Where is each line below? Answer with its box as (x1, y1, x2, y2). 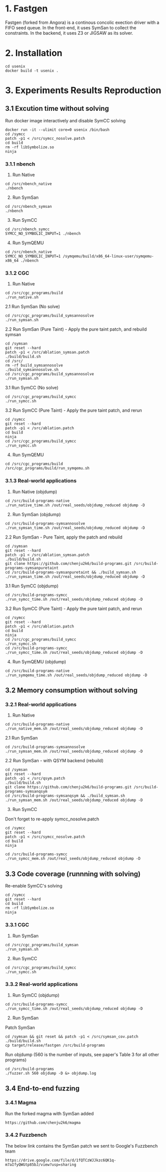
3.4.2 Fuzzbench (5, 1132, 47, 1139)
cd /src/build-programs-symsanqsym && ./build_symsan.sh (5, 794, 125, 799)
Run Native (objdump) (12, 488, 57, 495)
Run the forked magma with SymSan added (5, 1110, 94, 1116)
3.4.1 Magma (5, 1099, 37, 1106)
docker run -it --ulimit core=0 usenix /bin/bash (5, 127, 110, 132)
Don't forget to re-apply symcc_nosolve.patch (5, 816, 100, 822)
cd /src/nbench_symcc (5, 227, 50, 232)
